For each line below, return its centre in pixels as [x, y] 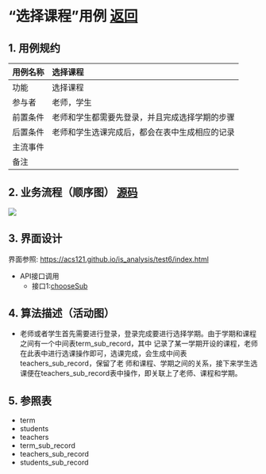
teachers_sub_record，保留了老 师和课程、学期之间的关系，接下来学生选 [139, 363]
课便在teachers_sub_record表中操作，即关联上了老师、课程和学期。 [131, 373]
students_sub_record [54, 463]
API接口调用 [39, 276]
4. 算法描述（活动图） [62, 313]
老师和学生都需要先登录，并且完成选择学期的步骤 [144, 117]
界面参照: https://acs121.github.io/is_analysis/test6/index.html [108, 259]
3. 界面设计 [35, 239]
